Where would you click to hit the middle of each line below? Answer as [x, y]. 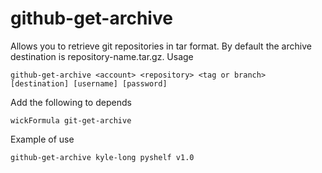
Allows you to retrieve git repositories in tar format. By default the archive [161, 46]
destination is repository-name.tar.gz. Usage [102, 56]
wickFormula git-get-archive [71, 120]
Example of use [42, 139]
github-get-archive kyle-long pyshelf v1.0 [102, 157]
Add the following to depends [71, 102]
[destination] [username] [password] [89, 83]
